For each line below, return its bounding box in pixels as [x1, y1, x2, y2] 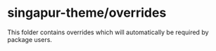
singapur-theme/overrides [7, 5, 167, 21]
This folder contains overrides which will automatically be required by [7, 28, 209, 36]
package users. [7, 35, 53, 43]
